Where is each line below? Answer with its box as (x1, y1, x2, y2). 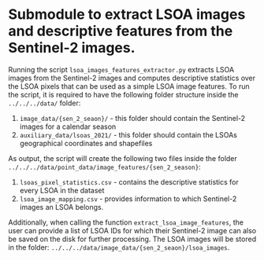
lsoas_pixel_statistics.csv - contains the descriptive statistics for (19, 177, 239, 186)
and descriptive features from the (8, 22, 233, 40)
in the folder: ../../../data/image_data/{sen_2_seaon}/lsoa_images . (8, 242, 230, 252)
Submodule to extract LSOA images (8, 5, 246, 24)
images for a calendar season (19, 122, 117, 131)
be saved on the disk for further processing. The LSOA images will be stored (8, 234, 257, 244)
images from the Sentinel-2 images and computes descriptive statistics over (8, 73, 256, 82)
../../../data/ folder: (8, 98, 81, 108)
